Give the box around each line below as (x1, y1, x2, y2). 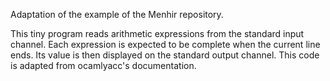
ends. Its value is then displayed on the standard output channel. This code (10, 49, 320, 61)
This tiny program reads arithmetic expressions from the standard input (10, 28, 305, 39)
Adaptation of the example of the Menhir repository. (10, 9, 224, 20)
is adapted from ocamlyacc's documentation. (10, 60, 197, 71)
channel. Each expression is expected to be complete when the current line (10, 39, 321, 50)
